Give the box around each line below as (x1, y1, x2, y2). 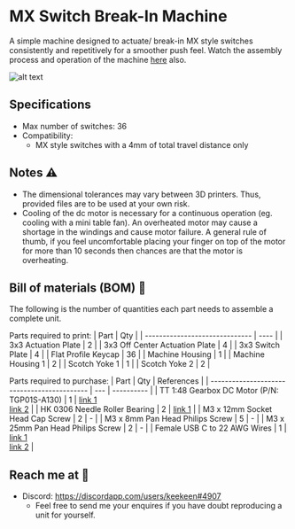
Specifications (9, 97, 91, 113)
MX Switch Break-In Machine (9, 6, 228, 27)
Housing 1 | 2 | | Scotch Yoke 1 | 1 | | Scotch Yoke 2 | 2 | (9, 359, 211, 370)
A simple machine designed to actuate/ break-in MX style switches (9, 35, 254, 46)
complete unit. (9, 313, 62, 324)
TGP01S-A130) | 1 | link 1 (9, 394, 97, 405)
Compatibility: (21, 130, 74, 141)
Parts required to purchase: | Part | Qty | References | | (9, 376, 209, 386)
